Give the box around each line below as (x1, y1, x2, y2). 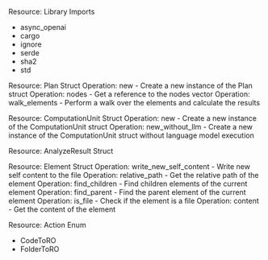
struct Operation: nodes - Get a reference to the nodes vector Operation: (8, 89, 250, 99)
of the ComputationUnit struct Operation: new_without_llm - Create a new (8, 122, 253, 131)
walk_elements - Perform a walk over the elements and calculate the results (8, 98, 261, 107)
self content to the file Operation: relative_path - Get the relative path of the (8, 171, 259, 180)
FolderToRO (19, 245, 60, 254)
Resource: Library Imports (8, 7, 95, 16)
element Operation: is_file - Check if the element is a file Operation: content (8, 196, 260, 205)
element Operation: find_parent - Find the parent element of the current (8, 188, 246, 196)
